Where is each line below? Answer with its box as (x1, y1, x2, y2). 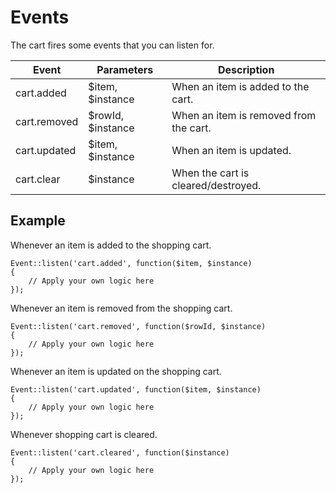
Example (10, 212, 66, 230)
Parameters (96, 62, 154, 76)
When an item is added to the (171, 79, 310, 93)
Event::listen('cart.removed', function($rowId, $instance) (10, 321, 267, 331)
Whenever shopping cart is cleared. (10, 428, 158, 440)
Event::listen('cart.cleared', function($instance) (10, 447, 230, 458)
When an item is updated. (171, 143, 292, 157)
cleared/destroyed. (171, 178, 262, 192)
